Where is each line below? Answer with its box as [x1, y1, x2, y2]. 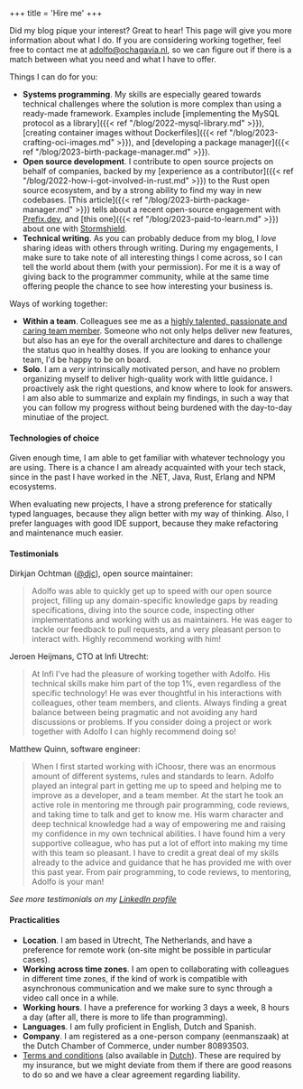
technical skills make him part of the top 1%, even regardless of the [31, 678, 281, 689]
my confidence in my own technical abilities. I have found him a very [31, 828, 286, 839]
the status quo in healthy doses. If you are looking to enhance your [22, 345, 271, 355]
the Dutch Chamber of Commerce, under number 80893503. [22, 1040, 250, 1051]
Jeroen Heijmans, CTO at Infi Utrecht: [9, 651, 149, 662]
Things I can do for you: [9, 71, 98, 82]
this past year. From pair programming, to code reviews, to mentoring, [31, 867, 291, 878]
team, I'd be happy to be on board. [22, 354, 151, 365]
